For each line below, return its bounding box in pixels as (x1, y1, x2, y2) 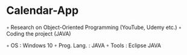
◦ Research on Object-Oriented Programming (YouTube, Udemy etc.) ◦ (6, 24, 182, 31)
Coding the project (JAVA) (6, 30, 71, 37)
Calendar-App (6, 4, 79, 18)
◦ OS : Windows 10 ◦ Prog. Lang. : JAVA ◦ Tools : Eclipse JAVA (6, 42, 162, 49)
